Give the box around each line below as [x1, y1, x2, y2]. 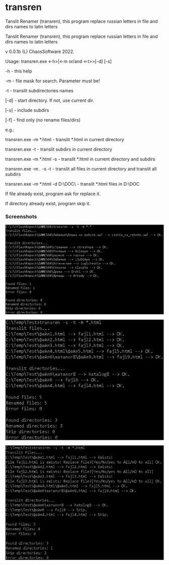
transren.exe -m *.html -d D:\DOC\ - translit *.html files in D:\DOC [5, 181, 140, 187]
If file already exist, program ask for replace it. [5, 191, 101, 197]
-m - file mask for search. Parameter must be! [5, 78, 100, 84]
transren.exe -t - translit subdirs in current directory [5, 146, 112, 152]
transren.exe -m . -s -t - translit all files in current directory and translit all [5, 165, 157, 172]
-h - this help [5, 68, 33, 74]
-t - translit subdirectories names [5, 87, 74, 93]
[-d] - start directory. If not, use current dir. [5, 97, 95, 103]
